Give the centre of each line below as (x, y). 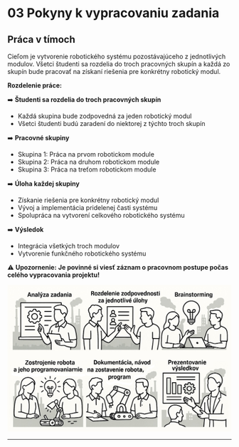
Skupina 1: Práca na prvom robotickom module (86, 154)
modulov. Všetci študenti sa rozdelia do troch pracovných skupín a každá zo (119, 64)
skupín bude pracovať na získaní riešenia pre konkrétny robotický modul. (114, 72)
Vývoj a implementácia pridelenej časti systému (87, 207)
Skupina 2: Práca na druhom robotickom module (89, 162)
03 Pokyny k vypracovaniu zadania (113, 13)
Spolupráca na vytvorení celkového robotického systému (101, 215)
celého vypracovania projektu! (54, 275)
